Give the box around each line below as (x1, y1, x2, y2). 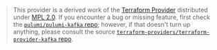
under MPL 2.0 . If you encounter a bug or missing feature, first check (12, 13, 210, 21)
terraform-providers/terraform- (116, 29, 210, 36)
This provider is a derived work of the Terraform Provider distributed (12, 6, 208, 14)
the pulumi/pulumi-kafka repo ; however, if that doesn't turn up (12, 21, 191, 28)
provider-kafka (12, 36, 57, 43)
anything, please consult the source (12, 27, 115, 36)
